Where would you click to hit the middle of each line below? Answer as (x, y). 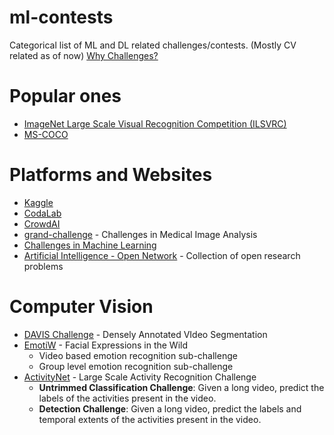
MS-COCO (46, 134)
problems (43, 266)
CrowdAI (42, 223)
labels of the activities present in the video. (127, 398)
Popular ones (65, 96)
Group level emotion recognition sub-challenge (136, 366)
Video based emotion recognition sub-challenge (138, 355)
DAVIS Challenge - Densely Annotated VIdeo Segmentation (145, 334)
